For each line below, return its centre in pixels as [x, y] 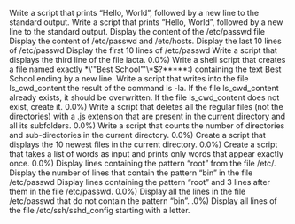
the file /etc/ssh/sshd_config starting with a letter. [100, 210]
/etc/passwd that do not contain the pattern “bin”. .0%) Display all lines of [143, 201]
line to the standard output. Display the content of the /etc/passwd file [137, 31]
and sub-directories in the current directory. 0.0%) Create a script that [137, 135]
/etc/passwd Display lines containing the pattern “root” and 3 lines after [140, 182]
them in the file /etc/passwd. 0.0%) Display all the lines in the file [128, 191]
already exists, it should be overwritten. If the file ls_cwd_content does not [144, 97]
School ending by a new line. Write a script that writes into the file [129, 78]
